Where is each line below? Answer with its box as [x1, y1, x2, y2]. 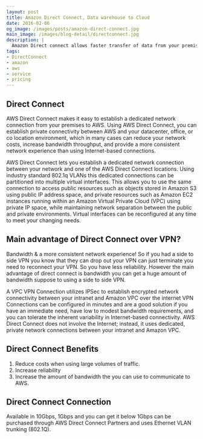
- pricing [6, 76, 31, 82]
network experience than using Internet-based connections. [6, 147, 156, 154]
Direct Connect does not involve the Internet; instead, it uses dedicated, [6, 320, 185, 327]
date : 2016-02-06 [6, 20, 50, 26]
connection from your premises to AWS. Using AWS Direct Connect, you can [6, 121, 197, 128]
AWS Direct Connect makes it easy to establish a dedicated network [6, 114, 176, 122]
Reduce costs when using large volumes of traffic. [14, 360, 141, 367]
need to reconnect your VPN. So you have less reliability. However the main [6, 263, 195, 270]
